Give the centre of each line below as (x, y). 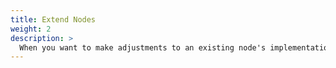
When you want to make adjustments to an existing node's (143, 47)
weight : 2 (31, 29)
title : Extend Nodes (53, 19)
